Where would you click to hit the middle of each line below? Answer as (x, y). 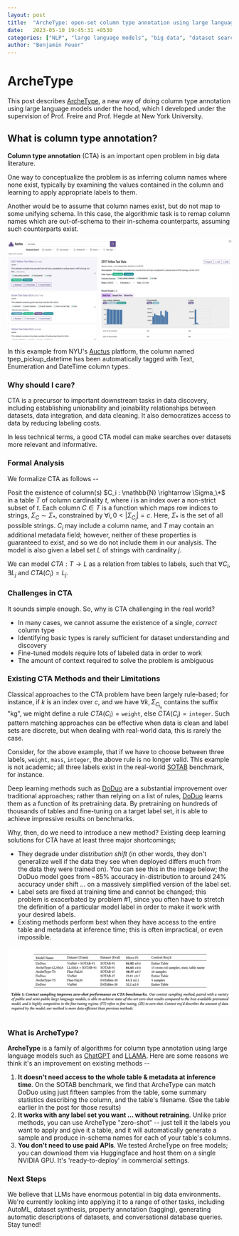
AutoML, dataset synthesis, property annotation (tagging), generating (109, 1210)
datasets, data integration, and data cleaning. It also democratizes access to (119, 416)
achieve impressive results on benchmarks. (71, 818)
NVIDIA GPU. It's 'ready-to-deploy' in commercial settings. (103, 1160)
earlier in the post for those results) (69, 1108)
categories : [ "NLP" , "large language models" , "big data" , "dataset (111, 38)
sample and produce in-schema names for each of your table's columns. (124, 1138)
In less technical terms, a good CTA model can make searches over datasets (119, 437)
